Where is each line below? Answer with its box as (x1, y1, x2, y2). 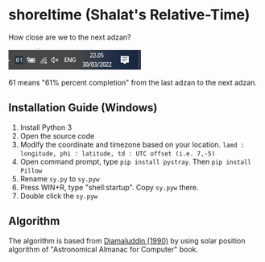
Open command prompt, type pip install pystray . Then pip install (19, 156, 252, 166)
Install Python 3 (19, 123, 72, 132)
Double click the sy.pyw (19, 191, 98, 201)
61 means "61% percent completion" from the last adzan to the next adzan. (8, 77, 258, 87)
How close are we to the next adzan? (8, 32, 131, 42)
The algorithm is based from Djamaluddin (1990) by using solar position (8, 235, 246, 245)
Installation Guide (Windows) (8, 101, 158, 114)
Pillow (19, 167, 43, 175)
